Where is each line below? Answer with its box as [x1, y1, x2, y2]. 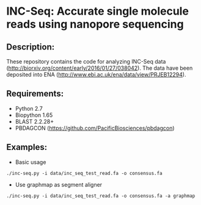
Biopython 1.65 [15, 111, 53, 119]
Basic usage [15, 158, 46, 166]
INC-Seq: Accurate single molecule [6, 4, 189, 18]
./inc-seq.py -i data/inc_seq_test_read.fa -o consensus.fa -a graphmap [6, 193, 196, 199]
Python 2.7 [15, 105, 43, 112]
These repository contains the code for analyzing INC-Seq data [6, 58, 166, 65]
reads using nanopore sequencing [6, 17, 185, 31]
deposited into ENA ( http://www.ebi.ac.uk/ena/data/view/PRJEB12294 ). [6, 71, 186, 78]
